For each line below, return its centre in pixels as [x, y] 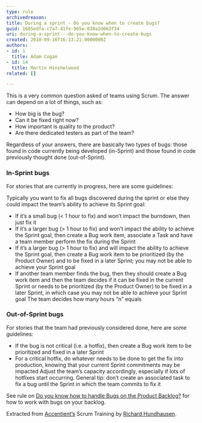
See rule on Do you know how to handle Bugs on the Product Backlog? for [98, 395]
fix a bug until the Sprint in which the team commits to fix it [88, 384]
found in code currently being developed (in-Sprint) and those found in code [101, 151]
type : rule [20, 12]
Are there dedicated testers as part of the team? [75, 133]
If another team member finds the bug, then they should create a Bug [101, 273]
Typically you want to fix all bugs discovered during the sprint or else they [98, 198]
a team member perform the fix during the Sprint [75, 241]
